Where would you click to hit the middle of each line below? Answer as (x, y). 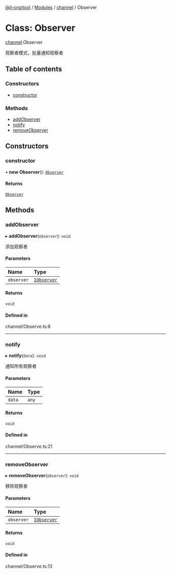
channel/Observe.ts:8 (28, 326)
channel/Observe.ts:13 (29, 566)
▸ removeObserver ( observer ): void (42, 476)
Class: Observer (40, 28)
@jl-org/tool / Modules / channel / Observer (51, 7)
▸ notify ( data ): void (25, 356)
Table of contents (34, 69)
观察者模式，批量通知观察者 (34, 53)
